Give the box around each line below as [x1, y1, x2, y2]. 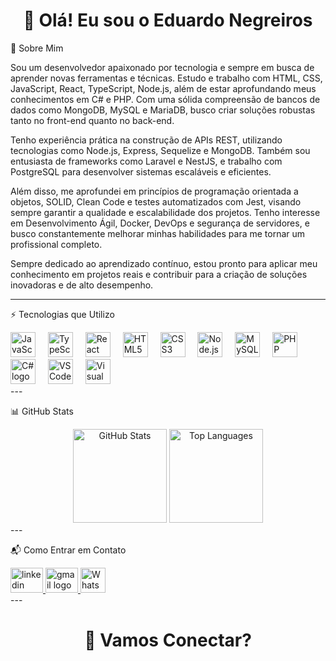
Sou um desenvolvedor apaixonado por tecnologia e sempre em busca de [10, 61, 315, 73]
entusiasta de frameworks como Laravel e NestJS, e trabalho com [10, 155, 283, 167]
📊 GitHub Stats [10, 405, 74, 417]
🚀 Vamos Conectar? [84, 629, 252, 652]
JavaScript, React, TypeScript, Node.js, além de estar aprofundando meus [10, 82, 317, 94]
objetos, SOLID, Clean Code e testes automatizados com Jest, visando [10, 195, 302, 208]
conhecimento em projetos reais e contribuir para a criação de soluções [10, 268, 308, 280]
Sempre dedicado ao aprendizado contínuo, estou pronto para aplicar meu [10, 257, 318, 269]
